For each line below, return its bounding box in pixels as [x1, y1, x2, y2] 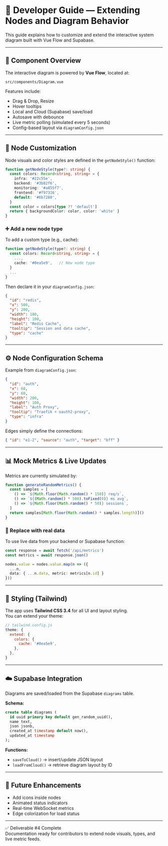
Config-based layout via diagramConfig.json [12, 124, 104, 130]
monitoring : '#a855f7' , [14, 186, 64, 191]
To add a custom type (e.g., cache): [5, 237, 79, 243]
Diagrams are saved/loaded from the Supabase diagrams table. [5, 690, 134, 696]
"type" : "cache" [9, 331, 43, 336]
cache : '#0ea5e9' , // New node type [14, 260, 95, 265]
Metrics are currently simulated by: [5, 473, 77, 479]
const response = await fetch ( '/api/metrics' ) [5, 548, 104, 553]
